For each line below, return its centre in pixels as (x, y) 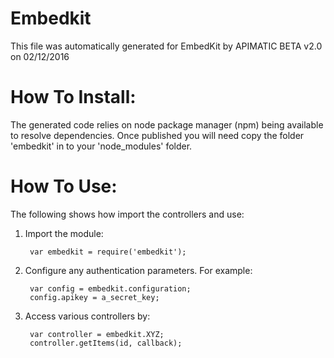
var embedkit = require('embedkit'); (108, 252)
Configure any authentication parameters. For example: (138, 270)
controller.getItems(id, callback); (106, 343)
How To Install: (73, 97)
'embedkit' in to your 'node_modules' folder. (101, 146)
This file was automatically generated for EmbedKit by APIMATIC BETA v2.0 (166, 46)
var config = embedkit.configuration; (110, 288)
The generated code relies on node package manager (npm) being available (167, 124)
